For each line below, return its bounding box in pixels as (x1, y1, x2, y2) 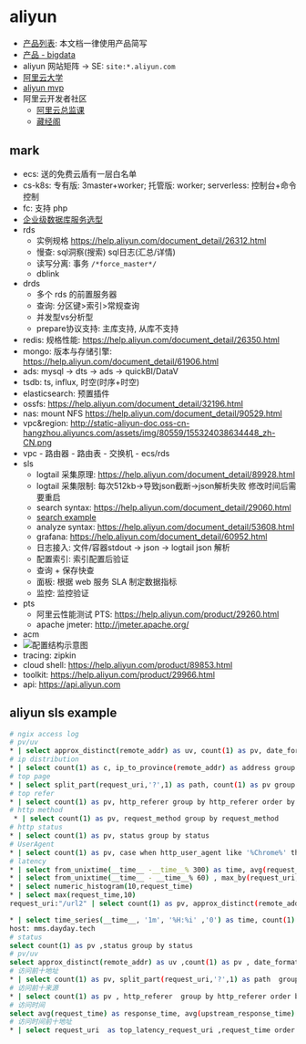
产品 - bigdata (22, 48, 76, 60)
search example (36, 511, 97, 522)
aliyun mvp (22, 82, 65, 93)
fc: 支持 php (22, 203, 68, 214)
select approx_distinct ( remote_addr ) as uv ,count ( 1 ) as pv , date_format (9, 958, 300, 967)
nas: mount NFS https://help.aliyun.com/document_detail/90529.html (22, 408, 282, 419)
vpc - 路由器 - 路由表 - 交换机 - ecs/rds (22, 447, 170, 458)
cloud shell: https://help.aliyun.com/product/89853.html (22, 659, 233, 670)
